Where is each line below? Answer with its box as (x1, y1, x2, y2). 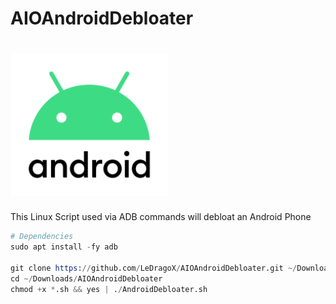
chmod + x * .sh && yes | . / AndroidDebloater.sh (10, 284, 208, 294)
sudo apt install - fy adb (10, 242, 118, 252)
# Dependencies (10, 232, 74, 242)
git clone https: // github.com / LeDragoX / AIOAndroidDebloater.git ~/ (10, 263, 298, 273)
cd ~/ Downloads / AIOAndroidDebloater (10, 273, 163, 284)
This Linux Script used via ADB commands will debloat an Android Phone (10, 211, 312, 223)
